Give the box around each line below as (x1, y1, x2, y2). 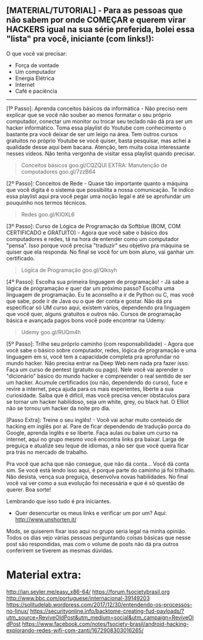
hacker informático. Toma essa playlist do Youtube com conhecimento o (6, 124, 186, 131)
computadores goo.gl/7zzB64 (21, 168, 96, 175)
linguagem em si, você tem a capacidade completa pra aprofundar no (6, 353, 180, 360)
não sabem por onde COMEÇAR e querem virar (6, 15, 186, 25)
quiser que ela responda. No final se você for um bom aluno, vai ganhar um (6, 248, 194, 256)
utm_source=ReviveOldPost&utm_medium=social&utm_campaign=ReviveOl (6, 613, 194, 621)
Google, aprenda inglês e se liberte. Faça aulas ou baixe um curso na (6, 429, 178, 436)
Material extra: (6, 568, 82, 581)
